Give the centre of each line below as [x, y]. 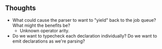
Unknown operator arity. [45, 30]
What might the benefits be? [41, 25]
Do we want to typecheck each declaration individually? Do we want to [85, 36]
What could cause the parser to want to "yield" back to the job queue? [84, 20]
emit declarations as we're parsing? [49, 41]
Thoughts [21, 8]
